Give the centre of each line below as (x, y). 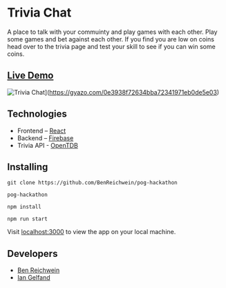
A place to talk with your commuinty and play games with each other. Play (112, 32)
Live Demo (30, 76)
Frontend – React (41, 131)
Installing (28, 167)
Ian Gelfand (34, 278)
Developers (32, 253)
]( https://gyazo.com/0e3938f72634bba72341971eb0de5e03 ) (132, 92)
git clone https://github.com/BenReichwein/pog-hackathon (92, 183)
